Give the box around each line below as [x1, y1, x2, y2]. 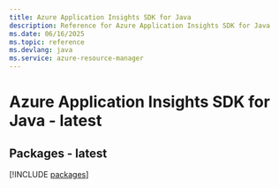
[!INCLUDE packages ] [9, 169, 89, 179]
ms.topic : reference [9, 37, 86, 47]
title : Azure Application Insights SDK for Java [9, 12, 192, 22]
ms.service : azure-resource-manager [9, 54, 144, 63]
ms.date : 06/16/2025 [9, 29, 86, 38]
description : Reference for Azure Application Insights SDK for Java [9, 21, 271, 30]
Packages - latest [9, 146, 108, 161]
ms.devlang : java [9, 46, 73, 55]
